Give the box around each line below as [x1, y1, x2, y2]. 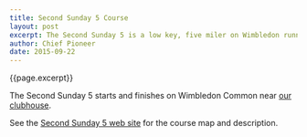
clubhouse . [9, 100, 52, 111]
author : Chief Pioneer [9, 38, 96, 48]
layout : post [9, 22, 59, 31]
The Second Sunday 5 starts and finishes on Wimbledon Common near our [9, 90, 292, 101]
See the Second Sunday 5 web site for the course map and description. [9, 118, 279, 129]
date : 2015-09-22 [9, 47, 76, 57]
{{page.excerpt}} [9, 72, 74, 83]
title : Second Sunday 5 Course [9, 13, 129, 23]
